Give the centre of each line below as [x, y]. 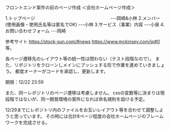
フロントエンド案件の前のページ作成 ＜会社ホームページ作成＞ [70, 7]
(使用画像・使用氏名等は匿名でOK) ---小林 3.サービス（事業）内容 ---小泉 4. [85, 25]
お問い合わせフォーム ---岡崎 [36, 31]
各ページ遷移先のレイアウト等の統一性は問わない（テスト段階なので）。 [80, 59]
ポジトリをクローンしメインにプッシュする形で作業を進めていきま [87, 65]
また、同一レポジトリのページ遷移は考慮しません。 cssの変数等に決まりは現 [85, 93]
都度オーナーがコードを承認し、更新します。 [61, 71]
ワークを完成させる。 [27, 122]
